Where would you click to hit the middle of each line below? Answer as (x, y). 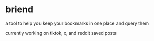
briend (20, 9)
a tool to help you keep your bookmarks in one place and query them (77, 23)
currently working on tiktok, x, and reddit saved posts (61, 33)
